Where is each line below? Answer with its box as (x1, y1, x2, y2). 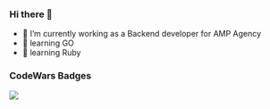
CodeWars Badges (9, 70, 92, 82)
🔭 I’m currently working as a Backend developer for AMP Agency (21, 29, 262, 39)
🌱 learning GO (21, 38, 74, 48)
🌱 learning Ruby (21, 47, 81, 58)
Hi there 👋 (9, 8, 54, 21)
